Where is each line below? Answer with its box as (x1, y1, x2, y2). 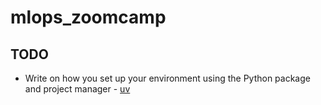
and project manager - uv (24, 83, 131, 95)
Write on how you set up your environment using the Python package (24, 72, 311, 84)
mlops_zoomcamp (10, 6, 167, 29)
